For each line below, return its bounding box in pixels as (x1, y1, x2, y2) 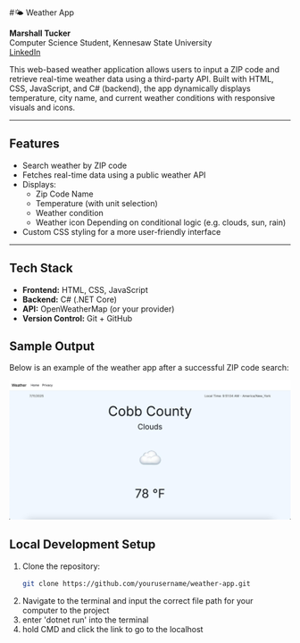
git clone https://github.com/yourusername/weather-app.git (21, 579, 251, 588)
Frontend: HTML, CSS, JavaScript (21, 284, 149, 295)
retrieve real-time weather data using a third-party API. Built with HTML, (9, 74, 274, 84)
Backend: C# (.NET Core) (21, 294, 118, 305)
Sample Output (9, 338, 96, 355)
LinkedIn (9, 47, 41, 57)
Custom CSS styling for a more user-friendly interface (21, 226, 221, 237)
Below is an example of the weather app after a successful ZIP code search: (9, 363, 289, 373)
